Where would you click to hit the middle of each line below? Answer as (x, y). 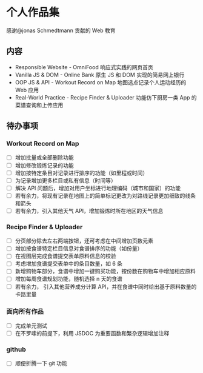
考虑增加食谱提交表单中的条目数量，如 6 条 (69, 264)
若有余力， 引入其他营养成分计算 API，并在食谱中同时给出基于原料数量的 (106, 286)
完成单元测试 (31, 326)
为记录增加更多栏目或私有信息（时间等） (65, 180)
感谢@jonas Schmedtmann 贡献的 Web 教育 (61, 30)
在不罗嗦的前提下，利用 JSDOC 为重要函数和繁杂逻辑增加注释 (92, 333)
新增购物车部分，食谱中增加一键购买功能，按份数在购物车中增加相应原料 (105, 271)
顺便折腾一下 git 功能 (41, 363)
